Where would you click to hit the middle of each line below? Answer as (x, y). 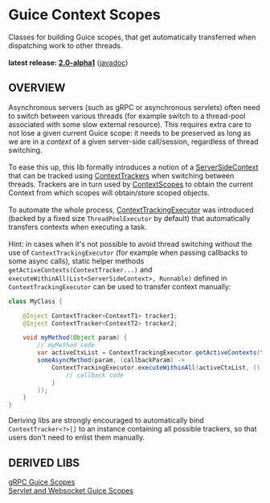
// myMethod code (66, 346)
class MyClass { (35, 301)
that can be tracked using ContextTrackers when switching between (121, 175)
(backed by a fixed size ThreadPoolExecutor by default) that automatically (129, 218)
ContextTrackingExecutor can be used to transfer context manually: (120, 286)
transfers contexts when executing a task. (78, 227)
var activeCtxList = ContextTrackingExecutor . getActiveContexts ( (149, 353)
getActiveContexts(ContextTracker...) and (80, 269)
